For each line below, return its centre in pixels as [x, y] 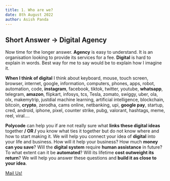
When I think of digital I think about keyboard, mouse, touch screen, [77, 78]
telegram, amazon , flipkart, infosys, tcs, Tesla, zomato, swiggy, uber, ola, [82, 94]
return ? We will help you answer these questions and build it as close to [81, 158]
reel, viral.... [18, 116]
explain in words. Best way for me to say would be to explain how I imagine [84, 63]
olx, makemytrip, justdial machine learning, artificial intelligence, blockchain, [85, 100]
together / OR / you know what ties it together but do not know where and [82, 131]
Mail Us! [14, 173]
